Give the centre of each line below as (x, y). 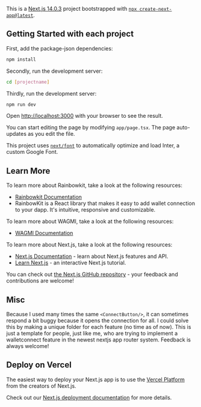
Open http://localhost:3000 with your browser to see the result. (85, 116)
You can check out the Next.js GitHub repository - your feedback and (92, 274)
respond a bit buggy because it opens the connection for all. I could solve (97, 320)
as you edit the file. (51, 134)
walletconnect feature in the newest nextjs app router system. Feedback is (99, 340)
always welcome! (28, 346)
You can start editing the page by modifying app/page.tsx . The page (91, 127)
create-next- (156, 9)
